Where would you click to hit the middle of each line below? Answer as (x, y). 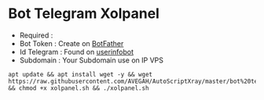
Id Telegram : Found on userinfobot (77, 52)
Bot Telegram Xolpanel (84, 14)
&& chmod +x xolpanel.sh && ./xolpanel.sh (79, 88)
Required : (36, 35)
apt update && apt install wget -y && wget (81, 74)
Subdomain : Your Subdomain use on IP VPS (91, 60)
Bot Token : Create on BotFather (71, 43)
